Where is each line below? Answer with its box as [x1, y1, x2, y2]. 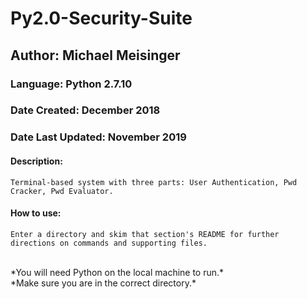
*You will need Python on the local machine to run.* [10, 266, 225, 278]
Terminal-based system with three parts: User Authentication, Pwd [10, 177, 298, 187]
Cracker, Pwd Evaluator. [10, 186, 114, 196]
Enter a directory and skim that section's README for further [10, 229, 280, 239]
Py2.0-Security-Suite [10, 7, 193, 30]
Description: [10, 155, 63, 167]
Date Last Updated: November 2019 [10, 130, 187, 144]
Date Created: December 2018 [10, 103, 161, 117]
